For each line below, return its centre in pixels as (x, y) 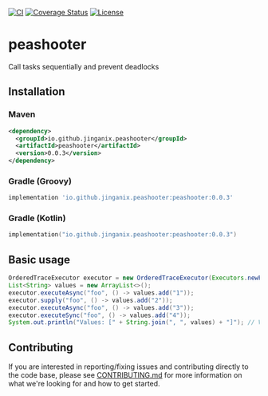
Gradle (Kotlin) (37, 218)
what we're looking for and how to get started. (85, 384)
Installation (37, 92)
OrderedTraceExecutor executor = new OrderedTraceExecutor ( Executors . (128, 278)
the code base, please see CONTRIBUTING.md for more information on (125, 375)
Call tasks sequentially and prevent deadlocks (84, 66)
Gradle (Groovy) (40, 181)
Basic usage (39, 259)
